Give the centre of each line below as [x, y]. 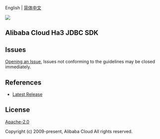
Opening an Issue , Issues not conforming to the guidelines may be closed [80, 62]
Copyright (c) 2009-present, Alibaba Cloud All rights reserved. [69, 131]
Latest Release [27, 94]
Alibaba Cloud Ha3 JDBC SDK [52, 33]
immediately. [18, 67]
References [23, 82]
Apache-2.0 [17, 122]
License [18, 110]
